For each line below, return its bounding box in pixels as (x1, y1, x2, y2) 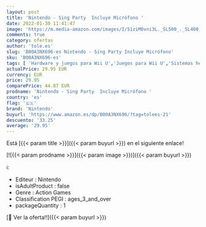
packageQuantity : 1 (15, 202, 66, 209)
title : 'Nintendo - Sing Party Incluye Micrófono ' (6, 15, 144, 21)
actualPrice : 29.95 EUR (6, 65, 67, 72)
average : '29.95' (6, 123, 51, 129)
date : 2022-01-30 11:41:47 (6, 20, 75, 26)
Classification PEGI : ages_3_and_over (15, 195, 112, 203)
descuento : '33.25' (6, 117, 56, 123)
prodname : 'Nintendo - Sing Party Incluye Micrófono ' (6, 89, 152, 95)
